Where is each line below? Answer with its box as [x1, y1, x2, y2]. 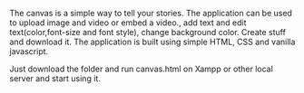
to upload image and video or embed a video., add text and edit [9, 17, 247, 28]
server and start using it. [9, 73, 102, 84]
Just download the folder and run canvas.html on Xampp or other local [9, 63, 274, 74]
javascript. [9, 46, 49, 57]
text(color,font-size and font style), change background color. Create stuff [9, 27, 286, 37]
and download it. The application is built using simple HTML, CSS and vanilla [9, 36, 296, 47]
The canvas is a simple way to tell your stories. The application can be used [9, 8, 293, 18]
